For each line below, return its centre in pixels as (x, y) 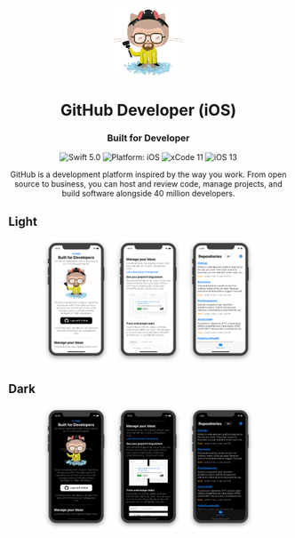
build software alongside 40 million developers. (148, 194)
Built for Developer (148, 138)
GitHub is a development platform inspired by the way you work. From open (148, 174)
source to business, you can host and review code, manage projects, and (148, 184)
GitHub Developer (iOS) (148, 111)
